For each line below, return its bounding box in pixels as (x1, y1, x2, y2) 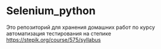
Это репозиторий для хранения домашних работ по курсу (6, 24, 156, 31)
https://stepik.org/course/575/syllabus (6, 36, 101, 43)
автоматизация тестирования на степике (6, 30, 112, 37)
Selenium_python (6, 4, 96, 18)
